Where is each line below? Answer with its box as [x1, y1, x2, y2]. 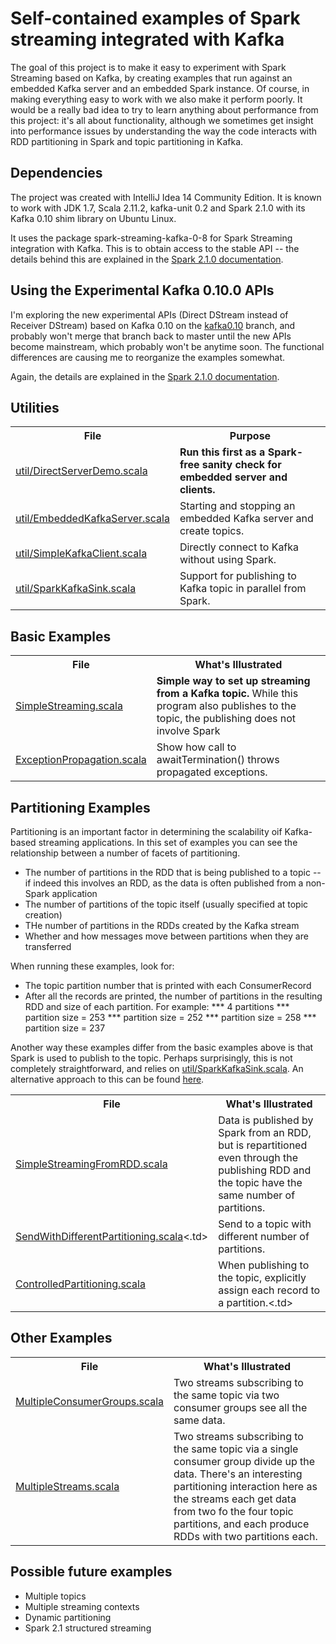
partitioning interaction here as [173, 1479, 318, 1493]
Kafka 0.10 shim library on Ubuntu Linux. [10, 212, 177, 224]
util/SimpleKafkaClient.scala [15, 547, 148, 561]
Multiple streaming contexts [24, 1600, 140, 1612]
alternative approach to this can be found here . [10, 1073, 205, 1085]
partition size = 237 [24, 1022, 106, 1034]
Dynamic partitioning [24, 1611, 112, 1623]
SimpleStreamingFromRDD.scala [15, 1157, 168, 1171]
